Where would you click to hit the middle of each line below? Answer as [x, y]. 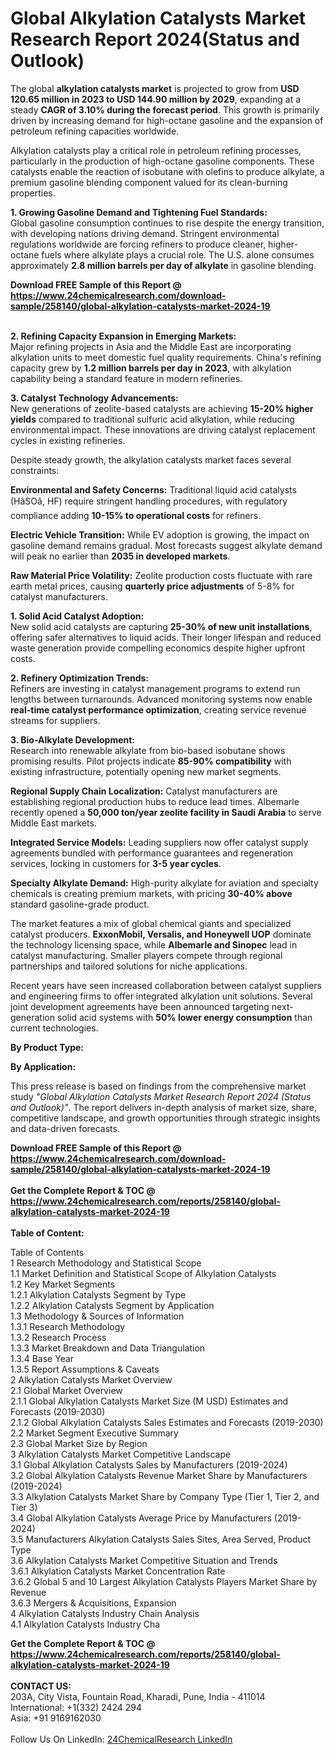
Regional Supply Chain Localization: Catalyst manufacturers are [144, 791]
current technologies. [54, 1028]
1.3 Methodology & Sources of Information [97, 1316]
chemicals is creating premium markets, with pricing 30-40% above [151, 893]
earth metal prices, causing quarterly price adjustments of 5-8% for [152, 586]
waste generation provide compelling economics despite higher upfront [158, 648]
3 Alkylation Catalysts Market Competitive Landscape [121, 1454]
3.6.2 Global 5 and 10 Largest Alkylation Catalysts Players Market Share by [164, 1581]
